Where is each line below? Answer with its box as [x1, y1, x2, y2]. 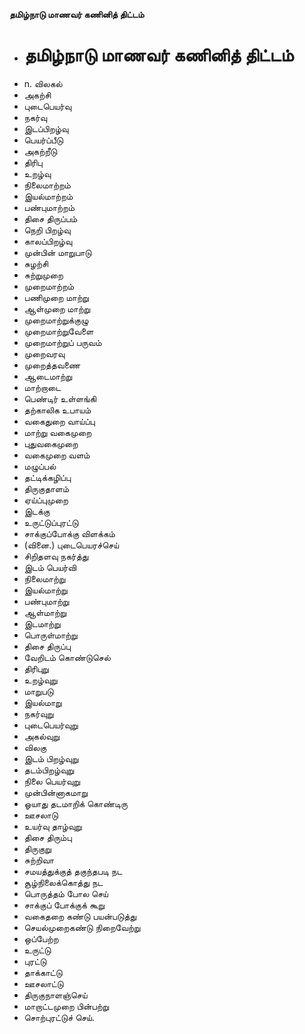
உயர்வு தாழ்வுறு [23, 820, 82, 832]
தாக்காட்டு [23, 966, 63, 978]
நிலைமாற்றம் [23, 179, 71, 191]
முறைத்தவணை [23, 359, 81, 371]
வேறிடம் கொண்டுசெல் [23, 651, 111, 663]
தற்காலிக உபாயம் [23, 404, 92, 416]
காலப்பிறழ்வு [23, 235, 73, 247]
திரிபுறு [23, 662, 49, 674]
